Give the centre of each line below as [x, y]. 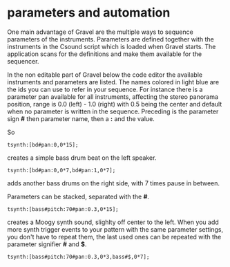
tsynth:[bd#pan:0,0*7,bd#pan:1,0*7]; [61, 170]
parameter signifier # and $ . [47, 244]
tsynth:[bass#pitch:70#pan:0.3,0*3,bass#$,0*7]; [78, 257]
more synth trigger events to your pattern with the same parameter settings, [115, 229]
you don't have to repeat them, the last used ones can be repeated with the [114, 237]
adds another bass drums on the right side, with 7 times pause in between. [113, 183]
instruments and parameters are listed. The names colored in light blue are [113, 82]
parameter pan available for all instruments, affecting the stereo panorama [113, 96]
